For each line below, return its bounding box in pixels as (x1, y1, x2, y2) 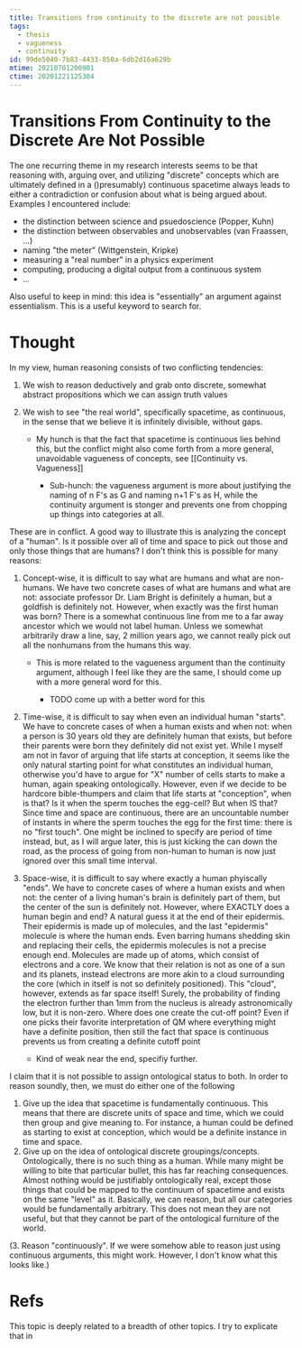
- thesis (17, 30, 50, 39)
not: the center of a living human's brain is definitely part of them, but (22, 891, 281, 903)
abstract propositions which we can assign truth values (22, 389, 228, 400)
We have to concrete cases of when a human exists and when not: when (22, 720, 293, 731)
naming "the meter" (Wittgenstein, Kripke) (22, 245, 178, 256)
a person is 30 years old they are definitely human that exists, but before (22, 730, 293, 741)
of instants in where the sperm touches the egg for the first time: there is (22, 816, 293, 827)
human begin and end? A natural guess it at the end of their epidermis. (22, 911, 285, 922)
